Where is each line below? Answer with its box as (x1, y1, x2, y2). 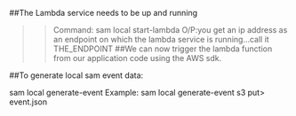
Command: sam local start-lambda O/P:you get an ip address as (52, 25, 288, 35)
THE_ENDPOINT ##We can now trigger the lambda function (52, 43, 273, 54)
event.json (9, 97, 47, 107)
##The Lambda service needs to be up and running (9, 8, 198, 18)
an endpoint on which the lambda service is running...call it (52, 35, 269, 44)
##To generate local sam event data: (9, 70, 144, 81)
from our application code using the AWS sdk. (52, 53, 222, 63)
